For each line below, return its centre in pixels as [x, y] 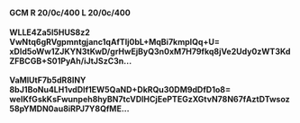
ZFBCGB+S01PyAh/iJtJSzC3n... [71, 61]
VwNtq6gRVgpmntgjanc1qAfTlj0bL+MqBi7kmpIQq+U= [115, 42]
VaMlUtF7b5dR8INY [48, 80]
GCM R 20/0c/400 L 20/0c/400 [70, 13]
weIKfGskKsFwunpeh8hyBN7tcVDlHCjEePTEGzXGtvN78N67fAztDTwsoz [150, 100]
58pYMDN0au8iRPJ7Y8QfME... [69, 109]
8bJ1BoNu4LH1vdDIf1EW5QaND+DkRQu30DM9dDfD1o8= [120, 90]
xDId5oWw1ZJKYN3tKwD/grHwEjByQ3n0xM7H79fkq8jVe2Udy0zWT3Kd [150, 52]
